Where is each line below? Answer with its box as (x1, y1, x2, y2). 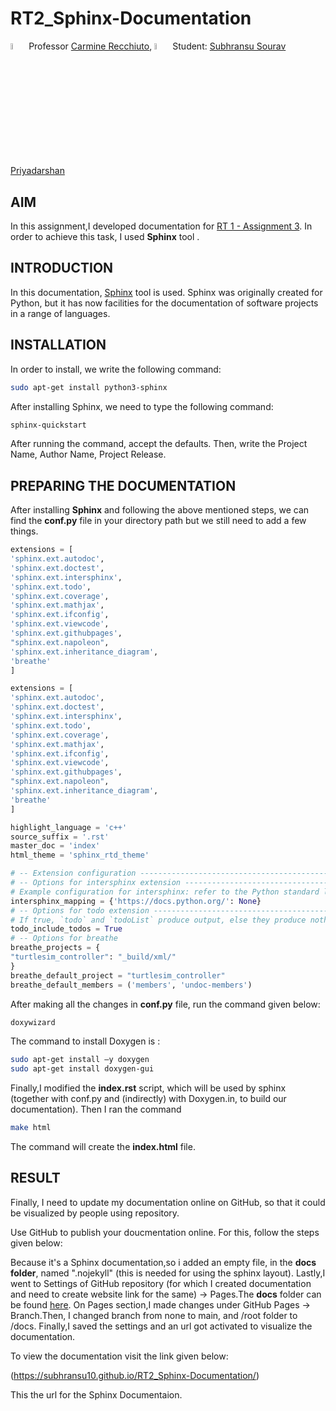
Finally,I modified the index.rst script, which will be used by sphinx (10, 1082, 287, 1094)
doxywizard (10, 1017, 56, 1027)
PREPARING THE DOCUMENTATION (10, 477, 237, 494)
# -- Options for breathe (10, 933, 118, 944)
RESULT (10, 1170, 61, 1187)
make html (10, 1123, 52, 1133)
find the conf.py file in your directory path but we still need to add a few (10, 515, 307, 527)
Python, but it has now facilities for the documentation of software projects (10, 297, 319, 309)
